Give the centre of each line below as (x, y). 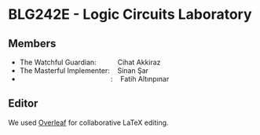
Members (32, 44)
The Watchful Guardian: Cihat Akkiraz (90, 62)
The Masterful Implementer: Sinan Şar (84, 71)
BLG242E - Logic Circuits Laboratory (130, 15)
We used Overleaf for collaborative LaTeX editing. (88, 122)
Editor (23, 104)
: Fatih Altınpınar (140, 79)
